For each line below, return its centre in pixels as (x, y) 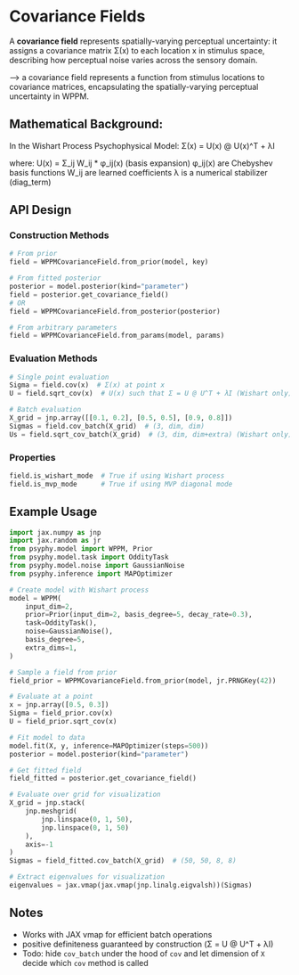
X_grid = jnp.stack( (48, 803)
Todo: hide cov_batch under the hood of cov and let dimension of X (143, 953)
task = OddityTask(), (61, 623)
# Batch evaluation (45, 410)
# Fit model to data (48, 737)
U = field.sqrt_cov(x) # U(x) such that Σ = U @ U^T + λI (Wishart (139, 394)
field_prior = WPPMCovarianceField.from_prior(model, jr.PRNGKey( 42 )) (143, 680)
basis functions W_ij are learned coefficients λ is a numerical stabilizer (139, 172)
